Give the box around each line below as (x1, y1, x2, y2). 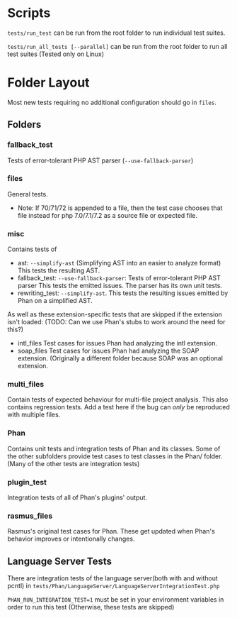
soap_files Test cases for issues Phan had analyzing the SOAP (17, 346, 200, 355)
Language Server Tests (7, 555, 112, 567)
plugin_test (7, 477, 47, 487)
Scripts (7, 5, 51, 21)
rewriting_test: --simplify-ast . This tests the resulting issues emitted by (17, 289, 229, 297)
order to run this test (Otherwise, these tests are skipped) (7, 603, 175, 612)
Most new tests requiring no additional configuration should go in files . (7, 98, 217, 106)
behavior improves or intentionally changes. (7, 534, 135, 543)
